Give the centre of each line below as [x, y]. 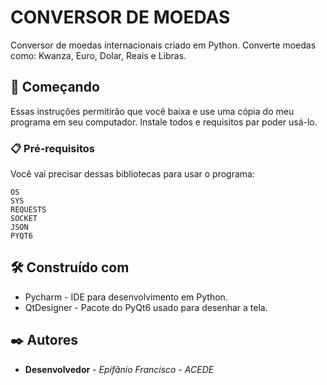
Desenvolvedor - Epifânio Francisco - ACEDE [119, 369]
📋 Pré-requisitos [52, 148]
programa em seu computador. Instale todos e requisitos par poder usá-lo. [164, 122]
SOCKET [24, 219]
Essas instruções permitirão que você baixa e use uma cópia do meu [152, 111]
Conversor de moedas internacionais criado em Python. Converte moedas [163, 45]
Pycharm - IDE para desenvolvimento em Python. [126, 297]
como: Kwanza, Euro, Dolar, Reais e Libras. [98, 55]
